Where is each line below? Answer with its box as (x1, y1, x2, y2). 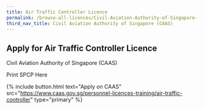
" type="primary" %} (30, 96, 83, 103)
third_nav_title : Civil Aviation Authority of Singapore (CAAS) (6, 20, 173, 26)
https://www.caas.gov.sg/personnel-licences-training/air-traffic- (20, 89, 183, 97)
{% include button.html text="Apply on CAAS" (6, 83, 122, 91)
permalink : (6, 15, 34, 21)
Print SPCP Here (6, 71, 48, 78)
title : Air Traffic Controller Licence (6, 9, 108, 15)
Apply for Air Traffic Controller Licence (6, 43, 157, 53)
